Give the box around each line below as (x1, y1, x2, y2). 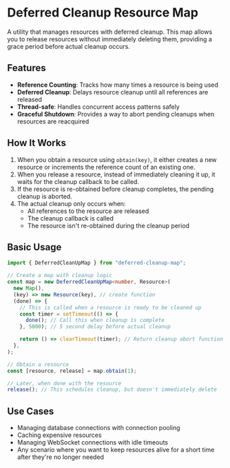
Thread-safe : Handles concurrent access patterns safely (17, 102, 180, 111)
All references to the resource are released (27, 207, 149, 215)
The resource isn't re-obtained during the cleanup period (27, 221, 190, 230)
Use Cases (7, 405, 54, 417)
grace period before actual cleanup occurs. (7, 42, 131, 50)
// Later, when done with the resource (7, 380, 122, 387)
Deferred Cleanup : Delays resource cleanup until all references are (17, 88, 209, 96)
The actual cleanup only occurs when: (17, 199, 126, 207)
